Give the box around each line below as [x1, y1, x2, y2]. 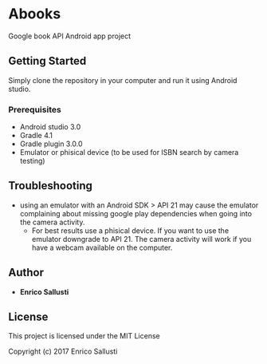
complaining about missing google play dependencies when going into [19, 208, 253, 218]
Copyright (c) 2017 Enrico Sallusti [8, 346, 118, 356]
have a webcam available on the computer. [31, 243, 173, 252]
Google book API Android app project [8, 31, 132, 41]
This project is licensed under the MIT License [8, 331, 161, 341]
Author [8, 266, 44, 279]
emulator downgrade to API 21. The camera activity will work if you [31, 234, 252, 243]
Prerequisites [8, 104, 61, 115]
